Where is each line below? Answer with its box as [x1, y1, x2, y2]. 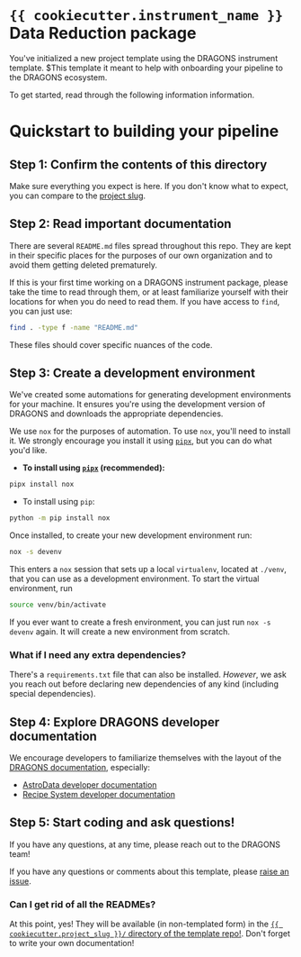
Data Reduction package [9, 23, 197, 43]
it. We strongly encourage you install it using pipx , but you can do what [9, 435, 272, 446]
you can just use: [9, 305, 73, 316]
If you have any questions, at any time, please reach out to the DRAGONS [9, 839, 281, 850]
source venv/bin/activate [9, 600, 106, 610]
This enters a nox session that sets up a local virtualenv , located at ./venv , [9, 564, 288, 575]
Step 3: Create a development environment [9, 366, 256, 381]
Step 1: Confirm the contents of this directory [9, 157, 268, 172]
